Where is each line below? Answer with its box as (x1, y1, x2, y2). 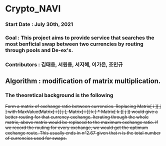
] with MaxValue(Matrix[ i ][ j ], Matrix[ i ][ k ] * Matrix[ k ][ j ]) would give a (5, 108, 158, 114)
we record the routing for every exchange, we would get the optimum (5, 124, 148, 130)
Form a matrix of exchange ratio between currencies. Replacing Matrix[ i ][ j (5, 103, 161, 109)
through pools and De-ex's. (5, 47, 73, 54)
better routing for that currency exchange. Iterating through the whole (5, 113, 149, 120)
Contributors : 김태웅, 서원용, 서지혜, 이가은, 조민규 (5, 61, 123, 68)
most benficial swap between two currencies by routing (5, 40, 144, 47)
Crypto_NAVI (5, 3, 61, 14)
